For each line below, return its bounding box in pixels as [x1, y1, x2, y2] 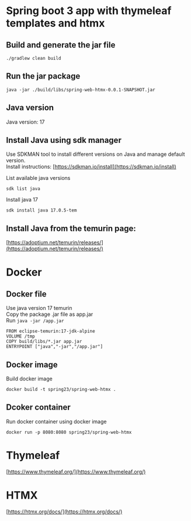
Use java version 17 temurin [6, 305, 72, 312]
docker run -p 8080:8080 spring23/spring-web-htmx [6, 429, 132, 435]
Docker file [6, 289, 47, 299]
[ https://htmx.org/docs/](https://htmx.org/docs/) [6, 508, 123, 515]
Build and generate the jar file [6, 40, 116, 50]
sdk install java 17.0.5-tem [6, 207, 77, 213]
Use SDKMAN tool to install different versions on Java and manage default [6, 151, 185, 158]
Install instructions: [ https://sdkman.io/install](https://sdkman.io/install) [6, 163, 176, 171]
